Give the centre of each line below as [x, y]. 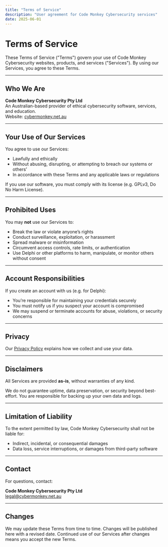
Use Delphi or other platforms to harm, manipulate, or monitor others [83, 253]
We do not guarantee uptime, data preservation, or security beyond [74, 391]
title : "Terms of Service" [33, 10]
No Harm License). [24, 189]
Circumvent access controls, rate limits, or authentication [71, 247]
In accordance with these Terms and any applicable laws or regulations [86, 174]
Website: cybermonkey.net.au [36, 117]
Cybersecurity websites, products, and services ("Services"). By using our [82, 63]
